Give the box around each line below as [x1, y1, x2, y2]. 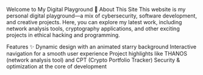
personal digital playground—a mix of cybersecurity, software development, [6, 12, 197, 19]
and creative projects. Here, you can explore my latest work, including [6, 19, 182, 25]
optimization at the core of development [6, 63, 107, 70]
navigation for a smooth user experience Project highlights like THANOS [6, 50, 188, 57]
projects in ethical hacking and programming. [6, 31, 120, 39]
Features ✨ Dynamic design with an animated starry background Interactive [6, 43, 197, 50]
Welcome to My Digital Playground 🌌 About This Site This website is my [6, 6, 186, 13]
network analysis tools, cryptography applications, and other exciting [6, 25, 180, 32]
